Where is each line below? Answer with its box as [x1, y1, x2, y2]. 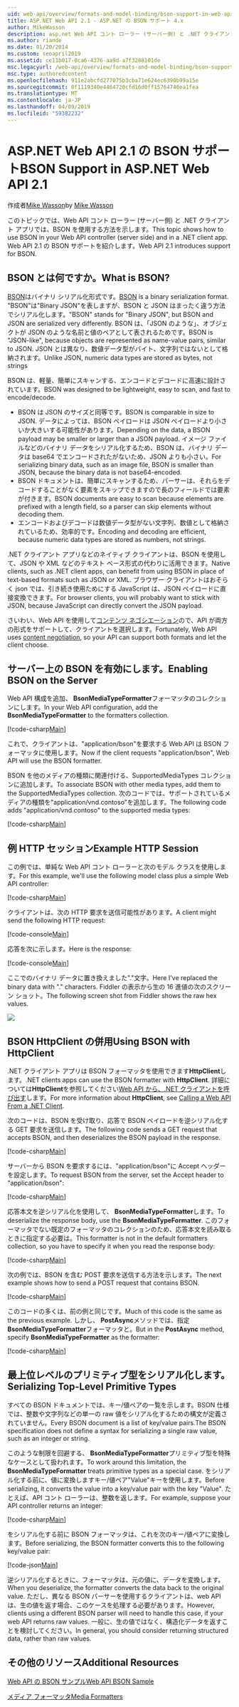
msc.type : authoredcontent [7, 70, 87, 77]
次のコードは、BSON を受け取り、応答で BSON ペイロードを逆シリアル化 [7, 1116, 222, 1124]
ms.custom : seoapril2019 [7, 51, 81, 58]
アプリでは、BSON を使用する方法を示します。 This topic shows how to [15, 225, 224, 233]
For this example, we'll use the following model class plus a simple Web [18, 872, 229, 880]
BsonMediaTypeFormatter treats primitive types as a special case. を [7, 1467, 212, 1475]
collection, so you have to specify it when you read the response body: [7, 1242, 216, 1250]
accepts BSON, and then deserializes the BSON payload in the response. [7, 1133, 221, 1141]
